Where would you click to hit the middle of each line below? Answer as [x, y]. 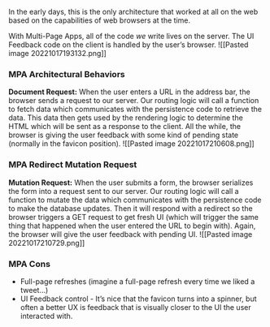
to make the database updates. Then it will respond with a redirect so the [131, 208]
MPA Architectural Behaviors [67, 74]
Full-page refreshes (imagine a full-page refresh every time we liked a [137, 281]
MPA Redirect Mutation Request [73, 165]
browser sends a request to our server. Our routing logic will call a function [134, 101]
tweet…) [34, 290]
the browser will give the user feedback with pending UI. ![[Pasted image [131, 234]
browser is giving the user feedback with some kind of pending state [123, 135]
